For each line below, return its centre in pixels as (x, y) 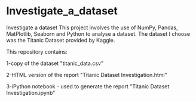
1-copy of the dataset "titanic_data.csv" (55, 63)
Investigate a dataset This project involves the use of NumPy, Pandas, (92, 27)
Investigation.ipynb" (31, 92)
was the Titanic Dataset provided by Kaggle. (61, 40)
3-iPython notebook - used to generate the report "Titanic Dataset (88, 86)
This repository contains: (37, 51)
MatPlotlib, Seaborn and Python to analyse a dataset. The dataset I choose (98, 33)
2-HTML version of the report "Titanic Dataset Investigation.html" (87, 75)
